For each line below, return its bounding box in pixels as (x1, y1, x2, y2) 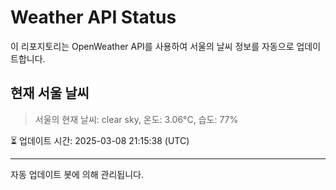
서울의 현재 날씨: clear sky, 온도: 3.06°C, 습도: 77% (34, 113, 239, 125)
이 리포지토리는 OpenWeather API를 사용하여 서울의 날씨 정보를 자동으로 (10, 40, 295, 52)
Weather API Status (10, 6, 177, 29)
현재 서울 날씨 (10, 85, 90, 102)
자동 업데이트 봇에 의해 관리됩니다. (10, 168, 144, 180)
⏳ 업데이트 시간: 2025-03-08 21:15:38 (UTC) (10, 134, 190, 146)
